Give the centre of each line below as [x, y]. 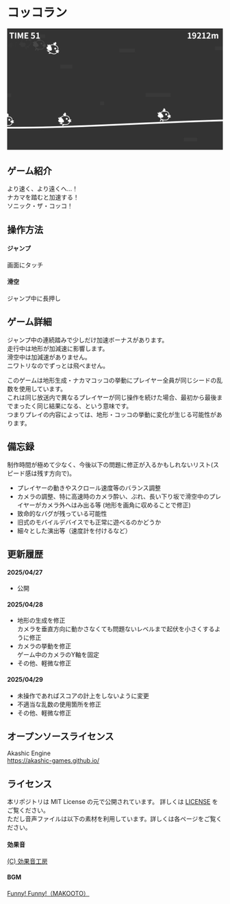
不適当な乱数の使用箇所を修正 [59, 704]
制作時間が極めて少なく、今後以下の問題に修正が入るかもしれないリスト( [110, 464]
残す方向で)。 [56, 473]
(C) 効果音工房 [27, 861]
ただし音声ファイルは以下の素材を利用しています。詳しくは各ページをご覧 [112, 819]
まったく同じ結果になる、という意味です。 [73, 406]
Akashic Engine [29, 753]
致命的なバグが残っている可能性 [62, 513]
